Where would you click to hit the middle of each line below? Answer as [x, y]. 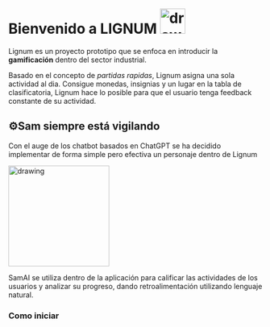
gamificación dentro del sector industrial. [77, 60]
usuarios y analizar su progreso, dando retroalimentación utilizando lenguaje [135, 286]
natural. [21, 295]
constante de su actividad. [52, 101]
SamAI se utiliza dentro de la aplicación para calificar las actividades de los [133, 277]
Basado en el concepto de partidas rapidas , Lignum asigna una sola [122, 75]
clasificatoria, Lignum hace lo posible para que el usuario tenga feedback [130, 92]
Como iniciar [34, 316]
